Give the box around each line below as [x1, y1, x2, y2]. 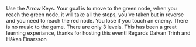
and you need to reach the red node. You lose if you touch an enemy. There [6, 17, 188, 24]
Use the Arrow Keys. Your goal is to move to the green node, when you [6, 5, 177, 12]
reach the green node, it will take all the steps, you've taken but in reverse [6, 11, 184, 18]
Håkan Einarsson [6, 36, 47, 42]
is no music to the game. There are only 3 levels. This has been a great [6, 23, 177, 30]
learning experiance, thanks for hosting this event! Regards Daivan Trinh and [6, 30, 191, 37]
